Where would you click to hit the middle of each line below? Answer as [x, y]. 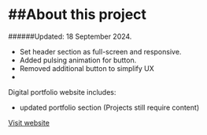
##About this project [78, 15]
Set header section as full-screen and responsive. [100, 51]
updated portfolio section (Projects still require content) [109, 107]
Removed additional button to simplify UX [87, 68]
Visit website [29, 122]
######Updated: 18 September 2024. [70, 36]
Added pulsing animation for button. [78, 60]
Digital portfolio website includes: [62, 92]
